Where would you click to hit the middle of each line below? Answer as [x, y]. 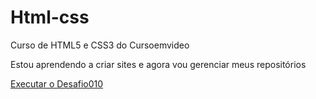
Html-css [50, 17]
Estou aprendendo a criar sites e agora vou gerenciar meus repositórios [158, 64]
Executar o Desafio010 [57, 83]
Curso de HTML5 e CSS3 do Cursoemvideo [100, 45]
